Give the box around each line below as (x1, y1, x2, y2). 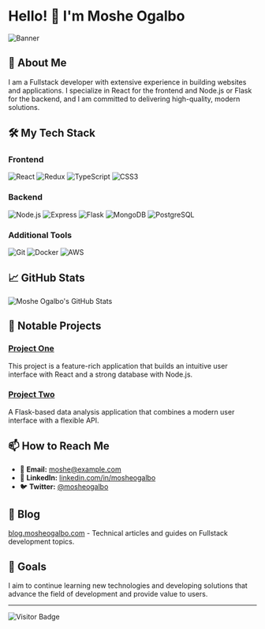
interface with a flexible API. (8, 415, 100, 425)
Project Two (8, 389, 55, 400)
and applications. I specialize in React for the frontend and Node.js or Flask (8, 85, 252, 95)
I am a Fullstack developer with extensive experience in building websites (8, 77, 247, 86)
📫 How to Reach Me (8, 439, 110, 453)
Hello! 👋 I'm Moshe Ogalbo (8, 7, 185, 25)
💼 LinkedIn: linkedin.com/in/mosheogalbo (19, 472, 156, 482)
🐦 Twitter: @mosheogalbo (19, 482, 109, 491)
